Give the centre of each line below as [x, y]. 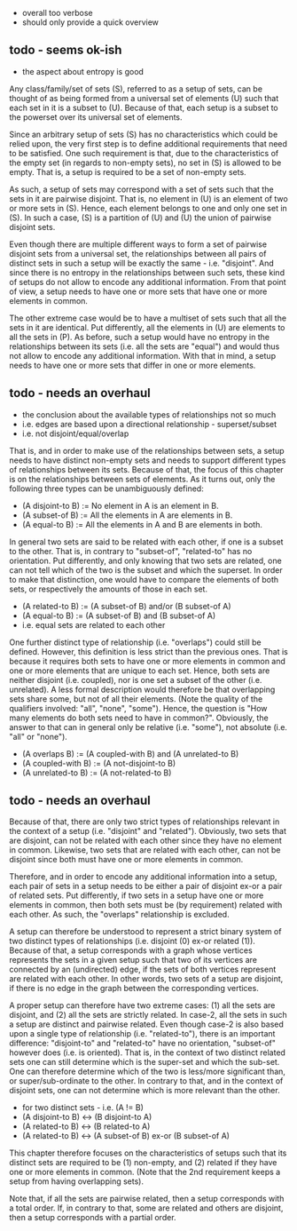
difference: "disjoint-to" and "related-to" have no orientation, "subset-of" [143, 1044]
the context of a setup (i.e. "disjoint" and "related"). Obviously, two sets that [148, 831]
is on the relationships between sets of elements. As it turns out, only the [142, 479]
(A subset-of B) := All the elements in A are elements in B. [127, 515]
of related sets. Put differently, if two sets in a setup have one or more [137, 895]
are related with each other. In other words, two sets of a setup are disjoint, [146, 979]
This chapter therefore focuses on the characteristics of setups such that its [148, 1153]
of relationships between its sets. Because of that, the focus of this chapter [146, 469]
